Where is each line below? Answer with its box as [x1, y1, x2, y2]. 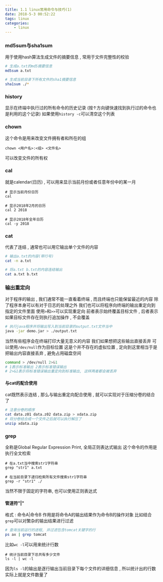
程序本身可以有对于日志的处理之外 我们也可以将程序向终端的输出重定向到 [9, 302, 156, 308]
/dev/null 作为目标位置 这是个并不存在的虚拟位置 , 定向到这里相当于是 [18, 344, 158, 350]
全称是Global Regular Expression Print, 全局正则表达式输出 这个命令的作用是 [5, 444, 157, 450]
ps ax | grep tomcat [5, 532, 47, 537]
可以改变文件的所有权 [5, 155, 48, 161]
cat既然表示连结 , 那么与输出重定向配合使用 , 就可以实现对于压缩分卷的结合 [5, 392, 155, 398]
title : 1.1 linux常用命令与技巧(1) [5, 7, 72, 12]
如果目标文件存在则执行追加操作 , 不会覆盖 [5, 314, 90, 320]
